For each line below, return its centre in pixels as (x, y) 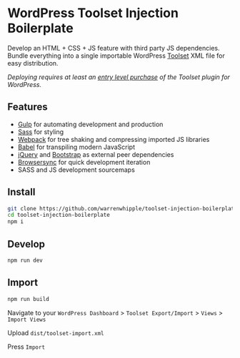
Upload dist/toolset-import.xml (56, 332)
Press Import (26, 347)
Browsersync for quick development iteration (84, 162)
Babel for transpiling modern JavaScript (76, 147)
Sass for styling (41, 132)
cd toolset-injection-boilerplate (59, 215)
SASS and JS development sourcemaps (76, 170)
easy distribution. (33, 63)
